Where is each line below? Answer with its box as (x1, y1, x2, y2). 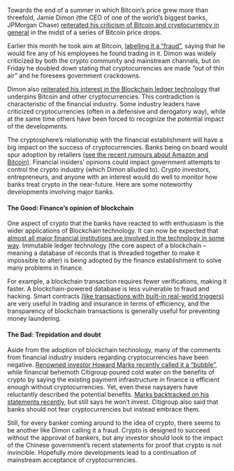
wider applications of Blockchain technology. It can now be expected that (7, 226, 219, 235)
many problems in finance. (7, 263, 84, 272)
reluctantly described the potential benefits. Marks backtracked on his (7, 391, 210, 399)
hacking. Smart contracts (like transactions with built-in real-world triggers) (7, 292, 225, 300)
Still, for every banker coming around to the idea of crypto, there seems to (7, 419, 221, 427)
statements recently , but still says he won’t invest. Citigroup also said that (7, 398, 219, 406)
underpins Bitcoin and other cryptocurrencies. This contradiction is (7, 92, 200, 101)
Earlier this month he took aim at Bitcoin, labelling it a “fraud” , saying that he (7, 42, 226, 50)
